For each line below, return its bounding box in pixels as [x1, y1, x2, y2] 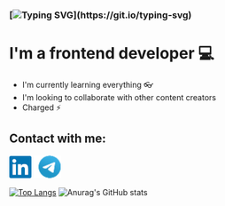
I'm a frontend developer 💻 [9, 44, 214, 64]
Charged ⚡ [21, 102, 62, 113]
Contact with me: [9, 131, 106, 147]
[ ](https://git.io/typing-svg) [9, 9, 192, 21]
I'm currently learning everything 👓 [21, 79, 153, 90]
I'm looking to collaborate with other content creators [21, 91, 217, 102]
